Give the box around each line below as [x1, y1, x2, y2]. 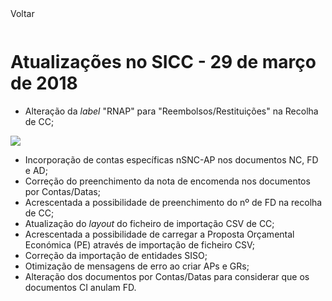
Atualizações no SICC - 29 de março [10, 51, 317, 74]
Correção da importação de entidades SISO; [24, 249, 208, 261]
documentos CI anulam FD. [24, 281, 137, 293]
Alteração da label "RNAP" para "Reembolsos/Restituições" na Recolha [24, 105, 319, 117]
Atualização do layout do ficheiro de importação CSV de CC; [24, 217, 275, 229]
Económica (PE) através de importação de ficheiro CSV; [24, 238, 256, 251]
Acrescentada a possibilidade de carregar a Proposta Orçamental [24, 228, 295, 240]
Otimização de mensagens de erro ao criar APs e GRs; [24, 260, 250, 272]
